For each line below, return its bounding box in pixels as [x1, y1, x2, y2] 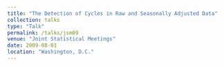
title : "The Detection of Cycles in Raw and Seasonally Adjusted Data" [7, 10, 218, 17]
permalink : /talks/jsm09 [7, 29, 79, 36]
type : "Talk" [7, 23, 45, 30]
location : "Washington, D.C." [7, 49, 95, 56]
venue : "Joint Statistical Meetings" [7, 36, 116, 43]
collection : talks [7, 16, 60, 23]
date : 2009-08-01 [7, 42, 57, 49]
